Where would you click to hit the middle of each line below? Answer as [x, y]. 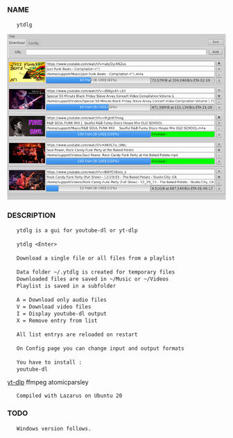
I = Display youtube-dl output [62, 314]
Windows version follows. [54, 428]
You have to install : [49, 362]
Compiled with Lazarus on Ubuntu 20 [69, 396]
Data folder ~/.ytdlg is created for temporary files [96, 272]
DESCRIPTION [32, 215]
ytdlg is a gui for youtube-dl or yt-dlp [77, 230]
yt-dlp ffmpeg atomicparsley [48, 382]
